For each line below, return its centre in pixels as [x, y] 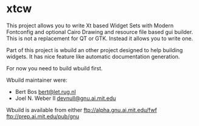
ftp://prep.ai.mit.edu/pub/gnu [43, 116]
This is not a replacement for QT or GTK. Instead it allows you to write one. [100, 38]
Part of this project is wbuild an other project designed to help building [95, 50]
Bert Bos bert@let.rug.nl [45, 91]
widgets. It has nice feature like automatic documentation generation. [93, 56]
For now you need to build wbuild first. [54, 68]
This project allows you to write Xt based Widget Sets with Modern [90, 25]
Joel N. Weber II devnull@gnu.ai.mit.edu [65, 98]
